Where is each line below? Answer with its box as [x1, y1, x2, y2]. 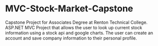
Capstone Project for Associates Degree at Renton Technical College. [5, 19, 148, 25]
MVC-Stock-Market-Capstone [5, 3, 134, 14]
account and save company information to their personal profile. [5, 35, 137, 41]
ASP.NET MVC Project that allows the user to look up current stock [5, 24, 143, 30]
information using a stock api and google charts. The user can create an [5, 30, 154, 36]
